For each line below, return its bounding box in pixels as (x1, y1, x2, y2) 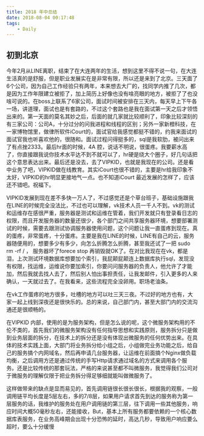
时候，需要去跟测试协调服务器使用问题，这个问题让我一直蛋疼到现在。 (16, 224, 192, 232)
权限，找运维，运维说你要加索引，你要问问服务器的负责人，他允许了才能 (11, 263, 192, 270)
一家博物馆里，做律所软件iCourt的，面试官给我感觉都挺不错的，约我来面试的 (6, 128, 197, 136)
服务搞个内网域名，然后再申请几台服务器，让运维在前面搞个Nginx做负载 (16, 349, 197, 356)
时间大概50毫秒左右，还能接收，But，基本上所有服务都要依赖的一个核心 (11, 408, 192, 415)
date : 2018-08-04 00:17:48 (6, 15, 75, 21)
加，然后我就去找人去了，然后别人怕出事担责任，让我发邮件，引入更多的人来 (6, 270, 198, 277)
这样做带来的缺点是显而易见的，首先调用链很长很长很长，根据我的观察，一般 (6, 385, 198, 392)
